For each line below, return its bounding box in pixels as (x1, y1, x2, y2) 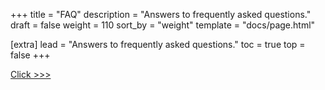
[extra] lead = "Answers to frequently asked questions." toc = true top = (10, 39, 306, 50)
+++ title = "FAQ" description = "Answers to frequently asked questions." (10, 9, 312, 20)
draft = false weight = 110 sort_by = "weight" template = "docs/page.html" (10, 19, 316, 31)
